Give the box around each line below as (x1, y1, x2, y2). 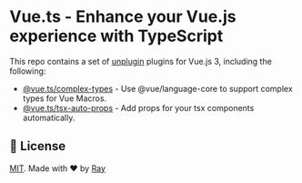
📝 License (9, 138, 66, 154)
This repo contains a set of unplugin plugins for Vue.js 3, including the (9, 56, 273, 66)
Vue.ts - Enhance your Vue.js (9, 6, 237, 27)
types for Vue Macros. (22, 93, 107, 104)
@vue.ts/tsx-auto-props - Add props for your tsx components (22, 102, 255, 113)
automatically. (22, 112, 75, 123)
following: (9, 66, 46, 76)
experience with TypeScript (9, 25, 224, 46)
